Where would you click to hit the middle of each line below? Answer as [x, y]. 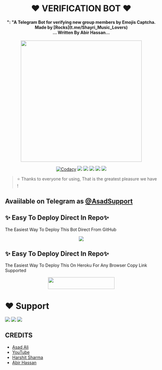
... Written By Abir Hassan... [81, 32]
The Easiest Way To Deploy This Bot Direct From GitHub [61, 229]
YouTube [21, 352]
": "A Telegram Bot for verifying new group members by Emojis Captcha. [81, 22]
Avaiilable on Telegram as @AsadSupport [69, 201]
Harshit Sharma [28, 357]
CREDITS [19, 335]
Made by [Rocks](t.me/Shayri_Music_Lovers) [81, 27]
